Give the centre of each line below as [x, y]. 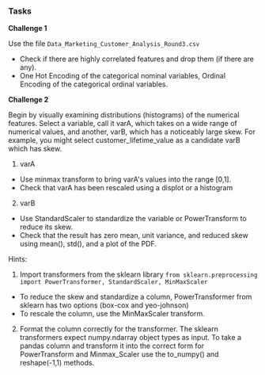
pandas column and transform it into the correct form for [112, 346]
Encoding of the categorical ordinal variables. [94, 84]
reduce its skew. [46, 227]
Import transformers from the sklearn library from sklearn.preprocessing [138, 274]
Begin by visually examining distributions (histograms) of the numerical [124, 115]
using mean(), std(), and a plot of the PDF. [88, 244]
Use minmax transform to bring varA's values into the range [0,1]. [125, 179]
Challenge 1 [28, 29]
